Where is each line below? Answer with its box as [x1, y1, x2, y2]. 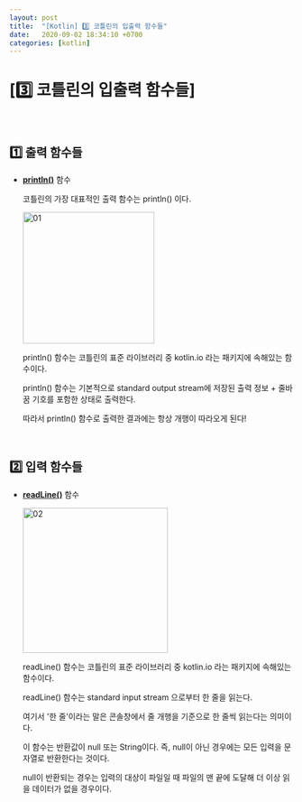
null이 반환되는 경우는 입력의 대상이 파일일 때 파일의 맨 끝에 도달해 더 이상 [22, 771, 281, 782]
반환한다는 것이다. [46, 752, 110, 763]
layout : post [9, 13, 59, 23]
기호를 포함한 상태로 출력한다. [32, 394, 136, 405]
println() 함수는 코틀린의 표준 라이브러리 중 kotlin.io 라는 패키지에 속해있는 [22, 352, 283, 362]
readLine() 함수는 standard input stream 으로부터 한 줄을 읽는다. [22, 692, 253, 703]
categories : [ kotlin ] [9, 38, 91, 48]
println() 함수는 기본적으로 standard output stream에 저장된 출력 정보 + [22, 383, 277, 393]
